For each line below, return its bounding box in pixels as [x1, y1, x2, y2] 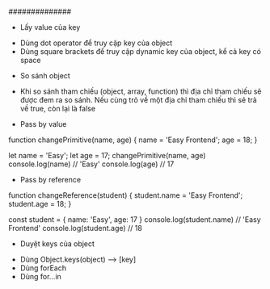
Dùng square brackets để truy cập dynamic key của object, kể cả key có [19, 47, 261, 56]
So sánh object [19, 71, 70, 80]
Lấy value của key [19, 23, 81, 31]
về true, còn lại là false [19, 104, 95, 113]
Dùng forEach [19, 263, 67, 273]
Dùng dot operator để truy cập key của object [19, 38, 173, 48]
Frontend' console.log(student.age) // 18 [8, 224, 143, 232]
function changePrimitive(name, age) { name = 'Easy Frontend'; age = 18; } [8, 135, 258, 144]
